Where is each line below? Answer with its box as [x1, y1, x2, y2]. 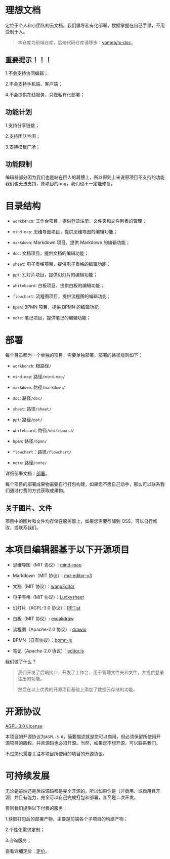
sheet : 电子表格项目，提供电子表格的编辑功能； [12, 261, 111, 267]
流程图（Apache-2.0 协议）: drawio [12, 626, 87, 632]
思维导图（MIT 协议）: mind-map [12, 562, 82, 567]
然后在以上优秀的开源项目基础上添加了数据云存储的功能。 [17, 686, 138, 692]
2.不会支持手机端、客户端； [5, 80, 63, 87]
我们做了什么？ [5, 659, 36, 665]
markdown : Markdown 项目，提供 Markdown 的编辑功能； [12, 239, 131, 246]
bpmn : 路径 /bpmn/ [12, 438, 47, 444]
